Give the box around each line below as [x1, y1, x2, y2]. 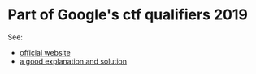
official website [19, 47, 71, 57]
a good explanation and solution [19, 56, 128, 66]
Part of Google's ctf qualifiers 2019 [7, 6, 249, 24]
